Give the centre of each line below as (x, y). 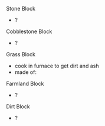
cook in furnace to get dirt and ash (57, 66)
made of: (26, 72)
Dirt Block (18, 106)
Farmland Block (25, 83)
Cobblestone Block (29, 31)
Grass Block (21, 54)
